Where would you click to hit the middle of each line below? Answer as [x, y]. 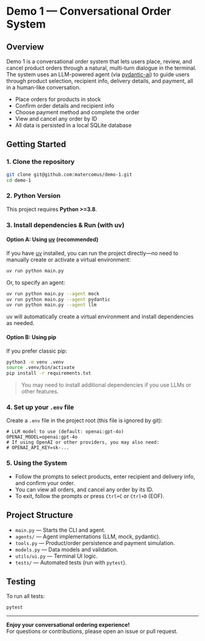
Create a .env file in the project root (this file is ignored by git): [85, 420]
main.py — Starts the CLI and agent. [60, 530]
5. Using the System [37, 463]
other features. [40, 392]
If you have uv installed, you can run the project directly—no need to [92, 253]
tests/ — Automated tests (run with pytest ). [71, 562]
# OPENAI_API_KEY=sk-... [38, 448]
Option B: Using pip [31, 337]
